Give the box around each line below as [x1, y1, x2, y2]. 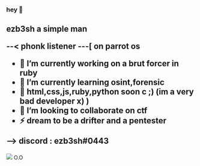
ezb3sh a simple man [6, 24, 88, 34]
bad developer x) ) [19, 96, 89, 106]
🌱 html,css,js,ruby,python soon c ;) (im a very [19, 87, 194, 97]
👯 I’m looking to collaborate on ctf [19, 105, 148, 116]
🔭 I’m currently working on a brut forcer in [19, 58, 179, 69]
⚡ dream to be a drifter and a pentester [19, 115, 167, 126]
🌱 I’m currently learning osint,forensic [19, 78, 165, 88]
